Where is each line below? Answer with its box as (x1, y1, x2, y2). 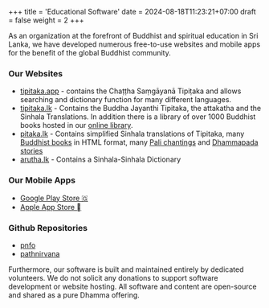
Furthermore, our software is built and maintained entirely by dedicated (8, 265, 244, 274)
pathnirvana (19, 248, 60, 258)
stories (19, 146, 43, 156)
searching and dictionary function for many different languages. (19, 95, 231, 105)
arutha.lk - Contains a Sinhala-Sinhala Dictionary (19, 154, 181, 164)
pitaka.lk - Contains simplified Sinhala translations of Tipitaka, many (19, 129, 245, 139)
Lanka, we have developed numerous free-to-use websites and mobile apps (8, 39, 261, 49)
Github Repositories (8, 222, 88, 233)
